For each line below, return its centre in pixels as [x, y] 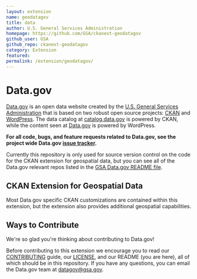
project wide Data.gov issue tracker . [52, 143]
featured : [18, 56]
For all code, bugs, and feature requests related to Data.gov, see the [91, 137]
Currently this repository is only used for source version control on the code [98, 155]
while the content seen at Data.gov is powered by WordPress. [81, 125]
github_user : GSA [27, 39]
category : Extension [32, 50]
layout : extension [29, 12]
